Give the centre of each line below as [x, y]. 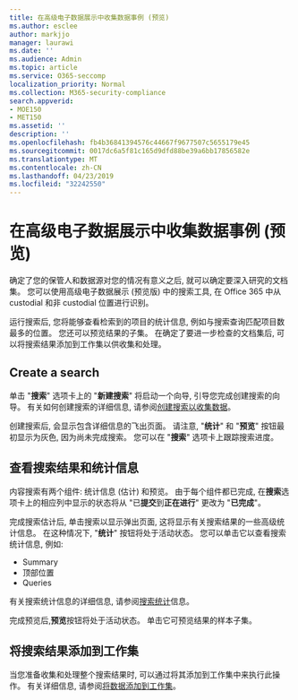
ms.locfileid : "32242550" [57, 185]
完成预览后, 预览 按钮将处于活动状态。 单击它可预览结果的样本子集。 [133, 620]
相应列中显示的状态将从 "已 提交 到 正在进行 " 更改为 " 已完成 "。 [153, 502]
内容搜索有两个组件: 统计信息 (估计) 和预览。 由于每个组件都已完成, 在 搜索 [145, 491]
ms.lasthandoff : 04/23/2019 [62, 176]
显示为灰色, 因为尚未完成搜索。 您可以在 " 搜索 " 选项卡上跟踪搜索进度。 [148, 436]
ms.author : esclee [43, 26]
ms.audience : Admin [46, 59]
